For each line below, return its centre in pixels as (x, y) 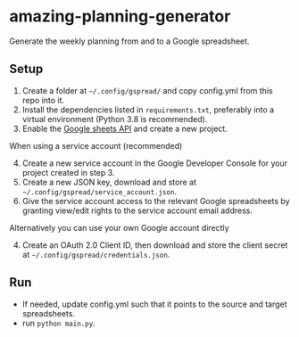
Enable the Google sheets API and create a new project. (125, 128)
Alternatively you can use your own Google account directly (119, 227)
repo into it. (43, 100)
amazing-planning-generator (120, 16)
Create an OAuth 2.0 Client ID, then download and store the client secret (155, 245)
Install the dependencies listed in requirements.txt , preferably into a (148, 110)
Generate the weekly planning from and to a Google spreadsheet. (129, 41)
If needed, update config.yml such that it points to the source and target (154, 304)
